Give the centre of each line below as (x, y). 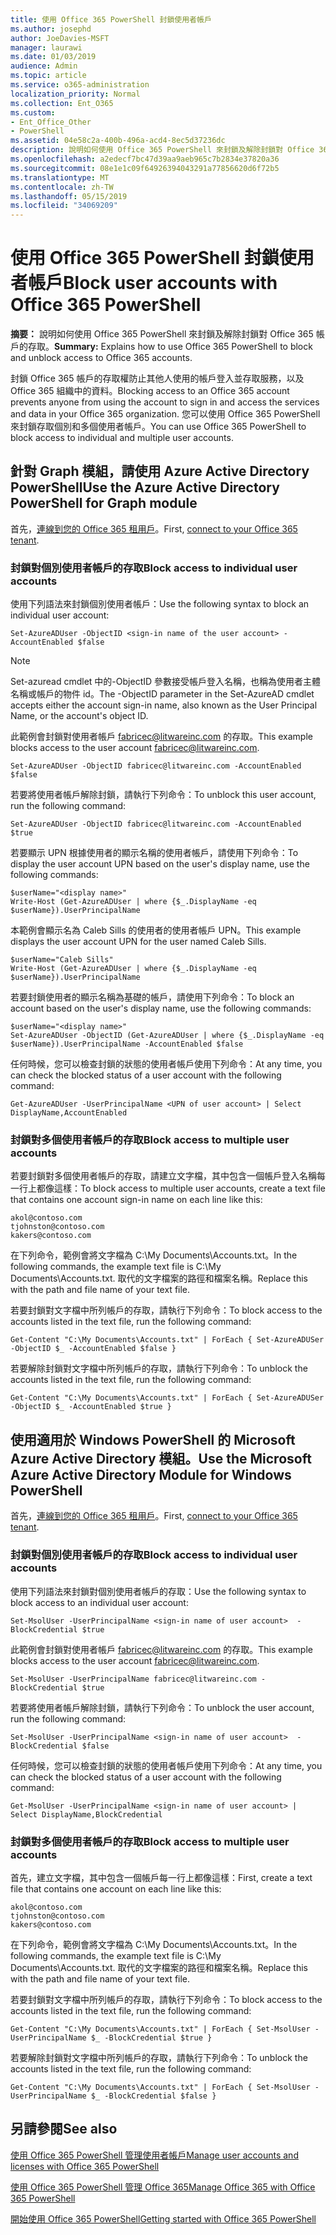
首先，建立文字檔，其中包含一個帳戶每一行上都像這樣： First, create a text (161, 1877)
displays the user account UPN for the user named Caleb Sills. (138, 942)
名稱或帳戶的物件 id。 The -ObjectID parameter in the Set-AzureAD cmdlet (162, 694)
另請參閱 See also (64, 2129)
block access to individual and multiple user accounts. (122, 438)
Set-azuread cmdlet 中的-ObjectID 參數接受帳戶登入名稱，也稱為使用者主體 (166, 682)
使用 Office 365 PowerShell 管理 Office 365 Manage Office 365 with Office (163, 2187)
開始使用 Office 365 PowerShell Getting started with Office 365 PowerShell (163, 2218)
